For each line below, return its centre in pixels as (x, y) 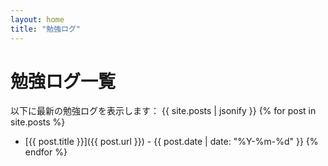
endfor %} (46, 152)
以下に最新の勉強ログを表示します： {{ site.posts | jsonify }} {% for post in (163, 111)
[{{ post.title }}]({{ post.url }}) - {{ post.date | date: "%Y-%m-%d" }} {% (171, 142)
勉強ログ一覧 (63, 81)
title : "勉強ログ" (46, 29)
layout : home (37, 19)
